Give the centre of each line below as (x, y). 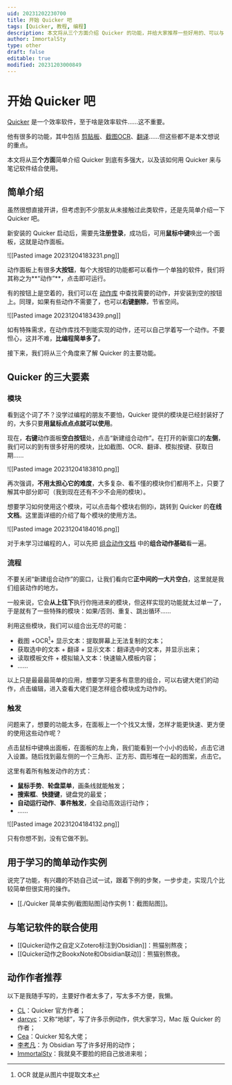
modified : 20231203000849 (44, 65)
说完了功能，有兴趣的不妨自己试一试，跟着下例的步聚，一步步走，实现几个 (113, 880)
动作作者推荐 (35, 978)
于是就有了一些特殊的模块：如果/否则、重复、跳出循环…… (89, 611)
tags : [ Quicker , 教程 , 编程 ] (47, 26)
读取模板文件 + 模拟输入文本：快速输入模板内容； (87, 658)
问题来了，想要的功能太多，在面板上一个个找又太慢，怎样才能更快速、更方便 (116, 725)
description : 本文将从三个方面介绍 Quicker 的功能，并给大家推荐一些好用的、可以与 (116, 33)
